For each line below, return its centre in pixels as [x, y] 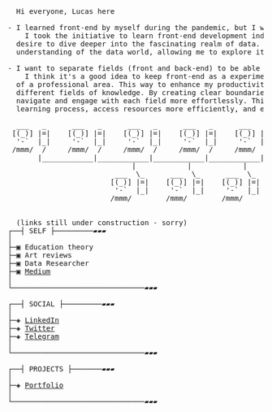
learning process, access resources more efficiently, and [136, 109]
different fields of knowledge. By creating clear [119, 93]
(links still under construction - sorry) [102, 223]
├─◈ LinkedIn [34, 320]
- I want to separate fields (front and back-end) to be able [134, 68]
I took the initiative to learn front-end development [136, 36]
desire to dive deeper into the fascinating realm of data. [138, 44]
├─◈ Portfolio [36, 385]
